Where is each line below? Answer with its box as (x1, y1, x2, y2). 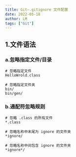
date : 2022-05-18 (5, 12, 41, 17)
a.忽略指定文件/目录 (5, 56, 52, 63)
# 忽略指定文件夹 (5, 82, 35, 87)
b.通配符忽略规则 (5, 103, 46, 110)
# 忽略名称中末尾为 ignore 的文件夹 (5, 130, 71, 134)
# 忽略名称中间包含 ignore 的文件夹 (5, 143, 71, 148)
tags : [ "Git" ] (5, 21, 34, 26)
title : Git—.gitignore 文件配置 (5, 7, 69, 12)
